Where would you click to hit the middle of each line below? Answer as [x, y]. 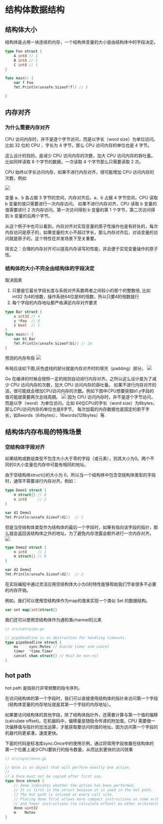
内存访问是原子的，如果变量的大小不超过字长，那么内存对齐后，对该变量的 [79, 232]
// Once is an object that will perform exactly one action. [68, 768]
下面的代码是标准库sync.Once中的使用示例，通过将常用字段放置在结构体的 [80, 743]
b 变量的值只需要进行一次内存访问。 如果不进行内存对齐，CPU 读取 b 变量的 [81, 204]
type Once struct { [25, 781]
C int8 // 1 [26, 65]
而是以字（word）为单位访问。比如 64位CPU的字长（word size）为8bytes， [81, 403]
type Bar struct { [24, 312]
